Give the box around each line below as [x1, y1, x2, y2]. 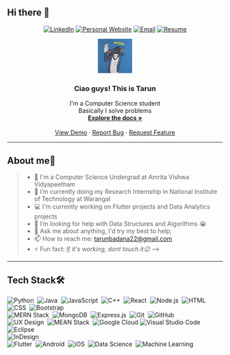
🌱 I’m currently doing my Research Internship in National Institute [34, 187, 218, 195]
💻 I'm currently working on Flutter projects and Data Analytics [34, 202, 211, 210]
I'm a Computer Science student [69, 99, 161, 108]
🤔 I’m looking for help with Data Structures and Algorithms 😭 [34, 219, 207, 228]
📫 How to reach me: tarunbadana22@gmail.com [34, 234, 172, 243]
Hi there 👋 [7, 7, 50, 19]
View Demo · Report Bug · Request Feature [54, 128, 176, 137]
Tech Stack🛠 [7, 275, 65, 286]
